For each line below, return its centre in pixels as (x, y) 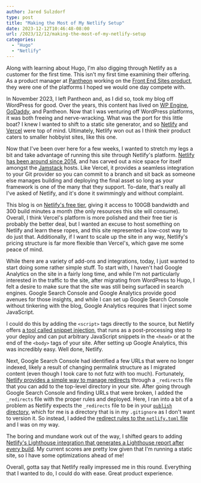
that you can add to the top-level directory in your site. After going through (98, 386)
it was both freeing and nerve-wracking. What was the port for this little (94, 118)
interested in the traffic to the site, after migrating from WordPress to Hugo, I (100, 280)
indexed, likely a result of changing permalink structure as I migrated (91, 367)
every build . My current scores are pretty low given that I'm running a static (99, 449)
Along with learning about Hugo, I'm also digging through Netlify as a (91, 68)
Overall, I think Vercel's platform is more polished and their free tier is (92, 217)
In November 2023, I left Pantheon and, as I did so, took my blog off (90, 98)
